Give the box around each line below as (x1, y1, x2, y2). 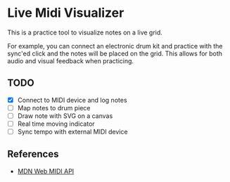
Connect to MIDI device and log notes (17, 96, 128, 104)
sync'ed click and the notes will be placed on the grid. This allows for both (7, 49, 223, 58)
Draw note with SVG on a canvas (17, 111, 113, 120)
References (7, 148, 59, 160)
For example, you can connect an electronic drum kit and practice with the (7, 41, 223, 50)
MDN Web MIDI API (17, 167, 75, 175)
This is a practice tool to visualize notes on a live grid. (7, 28, 163, 37)
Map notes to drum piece (17, 103, 91, 112)
